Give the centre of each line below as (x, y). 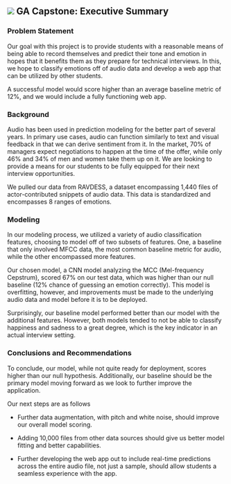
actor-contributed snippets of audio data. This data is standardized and (109, 194)
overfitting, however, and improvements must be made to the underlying (110, 292)
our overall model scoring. (54, 424)
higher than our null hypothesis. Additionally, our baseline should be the (110, 375)
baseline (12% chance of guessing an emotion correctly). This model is (109, 285)
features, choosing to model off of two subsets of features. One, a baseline (114, 242)
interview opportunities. (41, 173)
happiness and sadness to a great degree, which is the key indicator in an (112, 328)
